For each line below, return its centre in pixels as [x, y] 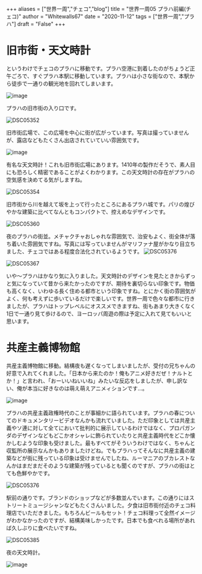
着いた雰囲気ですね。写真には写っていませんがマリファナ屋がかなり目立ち [103, 244]
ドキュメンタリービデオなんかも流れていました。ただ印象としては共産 [103, 420]
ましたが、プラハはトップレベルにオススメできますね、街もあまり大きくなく [101, 306]
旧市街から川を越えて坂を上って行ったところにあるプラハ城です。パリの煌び [101, 204]
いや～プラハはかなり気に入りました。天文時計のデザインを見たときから [96, 276]
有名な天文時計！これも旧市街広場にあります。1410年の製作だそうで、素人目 [101, 164]
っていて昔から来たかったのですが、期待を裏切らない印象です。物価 [111, 283]
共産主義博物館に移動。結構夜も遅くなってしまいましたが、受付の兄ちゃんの [101, 365]
